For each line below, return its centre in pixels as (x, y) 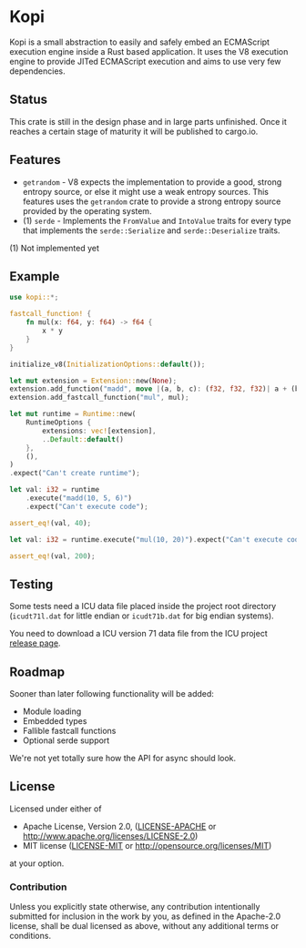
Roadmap (37, 672)
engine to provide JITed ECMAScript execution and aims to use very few (145, 61)
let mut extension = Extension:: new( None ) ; (93, 381)
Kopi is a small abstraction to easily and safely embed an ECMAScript (140, 42)
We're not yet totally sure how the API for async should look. (123, 758)
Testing (31, 584)
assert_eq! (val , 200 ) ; (52, 556)
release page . (35, 643)
